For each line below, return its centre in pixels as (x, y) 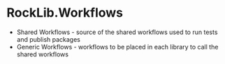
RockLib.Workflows (65, 13)
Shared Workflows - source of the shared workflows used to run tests (117, 32)
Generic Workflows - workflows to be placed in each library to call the (117, 47)
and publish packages (49, 39)
